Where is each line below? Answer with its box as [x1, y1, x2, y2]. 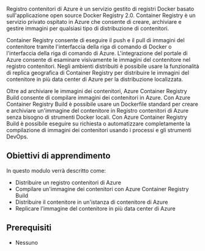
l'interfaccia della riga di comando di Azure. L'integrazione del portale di [6, 50, 188, 57]
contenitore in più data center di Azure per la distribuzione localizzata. [6, 76, 184, 83]
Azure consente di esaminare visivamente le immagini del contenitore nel [6, 56, 191, 63]
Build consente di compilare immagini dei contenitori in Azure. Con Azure [6, 94, 191, 101]
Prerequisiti [6, 223, 52, 233]
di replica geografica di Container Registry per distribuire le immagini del [6, 69, 190, 76]
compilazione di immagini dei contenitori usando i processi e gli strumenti [6, 127, 192, 133]
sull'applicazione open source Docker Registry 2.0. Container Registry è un [6, 12, 196, 19]
